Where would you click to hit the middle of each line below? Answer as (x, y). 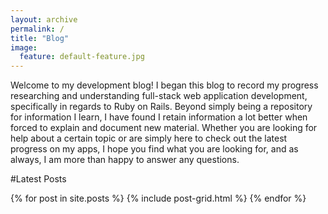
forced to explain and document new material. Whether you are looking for (164, 128)
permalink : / (37, 29)
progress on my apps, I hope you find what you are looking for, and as (154, 149)
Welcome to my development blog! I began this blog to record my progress (164, 85)
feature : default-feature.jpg (82, 57)
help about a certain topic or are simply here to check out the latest (149, 138)
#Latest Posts (38, 179)
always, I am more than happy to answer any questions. (125, 160)
